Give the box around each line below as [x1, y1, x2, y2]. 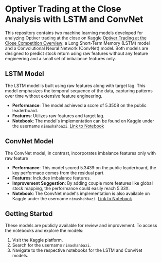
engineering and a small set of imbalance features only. [5, 55, 116, 61]
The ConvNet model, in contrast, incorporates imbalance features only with [5, 150, 156, 156]
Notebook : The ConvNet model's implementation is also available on [12, 191, 150, 196]
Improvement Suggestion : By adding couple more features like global [12, 180, 153, 186]
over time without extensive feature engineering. [5, 93, 103, 99]
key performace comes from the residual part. [12, 170, 105, 175]
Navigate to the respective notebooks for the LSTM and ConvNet [12, 247, 143, 253]
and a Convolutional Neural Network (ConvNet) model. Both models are [5, 45, 148, 51]
